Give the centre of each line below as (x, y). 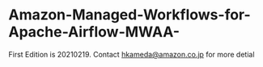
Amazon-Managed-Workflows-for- (129, 15)
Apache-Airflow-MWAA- (94, 32)
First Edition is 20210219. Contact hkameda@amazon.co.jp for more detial (131, 54)
